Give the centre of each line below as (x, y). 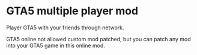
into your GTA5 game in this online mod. (56, 45)
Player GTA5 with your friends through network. (65, 27)
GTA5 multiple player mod (72, 11)
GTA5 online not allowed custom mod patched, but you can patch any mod (98, 39)
